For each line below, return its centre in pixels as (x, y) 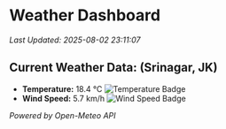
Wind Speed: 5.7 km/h (63, 98)
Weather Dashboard (85, 15)
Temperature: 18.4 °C (62, 88)
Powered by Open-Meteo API (63, 115)
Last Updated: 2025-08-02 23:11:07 (75, 40)
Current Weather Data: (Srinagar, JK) (114, 68)
